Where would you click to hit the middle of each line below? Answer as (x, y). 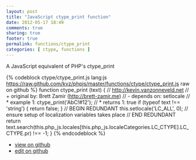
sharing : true (23, 33)
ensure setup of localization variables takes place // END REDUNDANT (91, 114)
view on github (32, 144)
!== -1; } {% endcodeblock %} (69, 133)
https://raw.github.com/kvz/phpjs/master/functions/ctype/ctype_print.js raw (98, 84)
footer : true (22, 39)
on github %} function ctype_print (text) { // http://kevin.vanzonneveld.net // (97, 90)
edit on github (31, 151)
